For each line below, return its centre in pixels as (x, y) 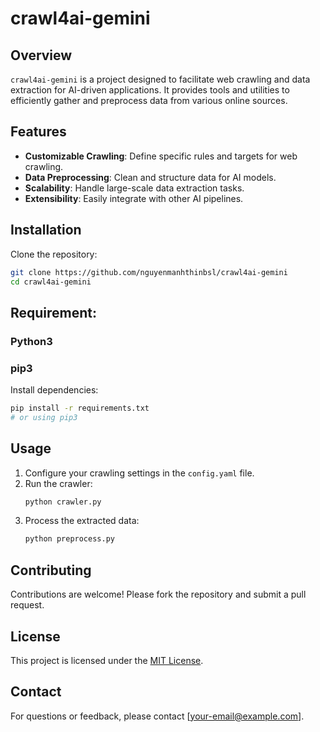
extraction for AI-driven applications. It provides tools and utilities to (150, 90)
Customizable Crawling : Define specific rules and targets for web (161, 156)
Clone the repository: (54, 254)
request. (27, 605)
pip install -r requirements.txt (80, 408)
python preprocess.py (69, 539)
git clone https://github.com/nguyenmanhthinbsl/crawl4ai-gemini (149, 272)
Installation (46, 230)
